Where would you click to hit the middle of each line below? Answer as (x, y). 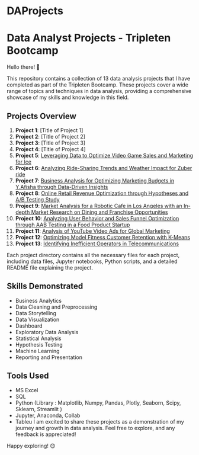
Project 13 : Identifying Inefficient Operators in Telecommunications (97, 243)
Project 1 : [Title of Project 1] (49, 130)
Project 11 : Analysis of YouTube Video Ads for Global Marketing (93, 231)
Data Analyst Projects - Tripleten (89, 38)
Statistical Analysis (38, 338)
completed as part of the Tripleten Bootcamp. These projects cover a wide (98, 85)
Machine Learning (37, 351)
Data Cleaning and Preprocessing (56, 307)
